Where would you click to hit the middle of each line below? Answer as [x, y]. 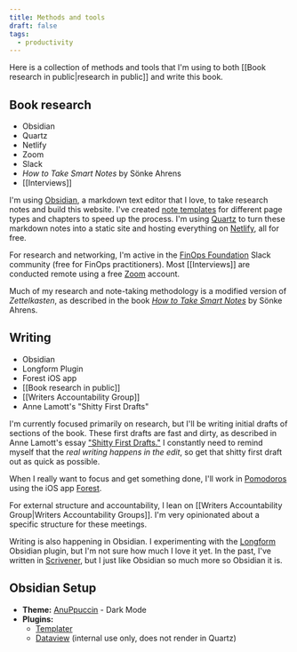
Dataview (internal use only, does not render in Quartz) [136, 638]
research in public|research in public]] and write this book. [116, 77]
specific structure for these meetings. [78, 524]
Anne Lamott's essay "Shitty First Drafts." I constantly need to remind [136, 442]
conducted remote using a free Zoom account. [95, 274]
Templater [54, 628]
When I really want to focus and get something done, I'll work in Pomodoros [148, 478]
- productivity [45, 42]
